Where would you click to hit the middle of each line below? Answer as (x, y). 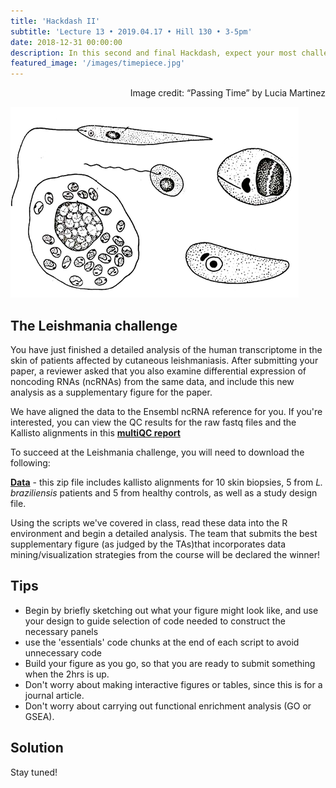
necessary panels (61, 631)
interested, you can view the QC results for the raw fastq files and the (153, 422)
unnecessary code (63, 652)
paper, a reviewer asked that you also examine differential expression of (158, 371)
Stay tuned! (34, 772)
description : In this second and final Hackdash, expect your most (154, 53)
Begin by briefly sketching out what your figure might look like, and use (171, 610)
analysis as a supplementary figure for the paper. (111, 392)
